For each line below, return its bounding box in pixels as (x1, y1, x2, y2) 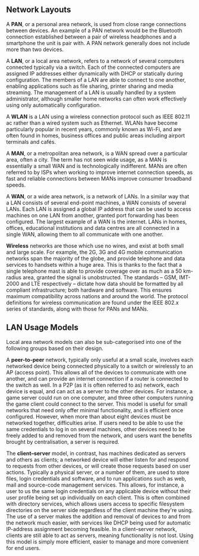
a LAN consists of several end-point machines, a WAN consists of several (6, 199, 187, 206)
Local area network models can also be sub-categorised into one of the (6, 338, 182, 345)
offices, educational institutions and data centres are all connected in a (6, 224, 180, 231)
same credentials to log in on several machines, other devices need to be (6, 425, 185, 432)
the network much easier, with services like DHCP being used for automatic (6, 519, 191, 526)
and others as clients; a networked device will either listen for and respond (6, 456, 189, 463)
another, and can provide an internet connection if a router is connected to (6, 375, 189, 382)
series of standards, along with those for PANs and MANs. (6, 305, 149, 312)
